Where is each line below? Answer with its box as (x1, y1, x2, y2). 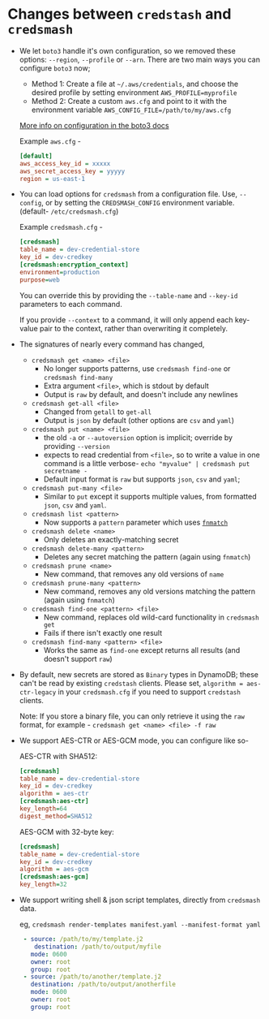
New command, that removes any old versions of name (43, 569, 224, 579)
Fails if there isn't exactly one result (43, 628, 163, 637)
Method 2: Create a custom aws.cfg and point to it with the (31, 96, 228, 106)
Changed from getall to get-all (43, 407, 152, 417)
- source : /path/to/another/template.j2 (23, 973, 162, 981)
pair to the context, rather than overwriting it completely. (39, 323, 228, 333)
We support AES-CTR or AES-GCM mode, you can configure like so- (19, 736, 249, 745)
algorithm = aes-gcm (19, 866, 89, 874)
